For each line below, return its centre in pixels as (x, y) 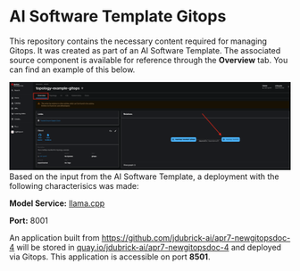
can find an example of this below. (72, 70)
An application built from (54, 237)
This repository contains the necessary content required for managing (138, 41)
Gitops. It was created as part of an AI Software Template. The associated (145, 50)
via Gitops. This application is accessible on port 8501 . (110, 257)
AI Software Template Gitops (118, 16)
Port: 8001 (29, 220)
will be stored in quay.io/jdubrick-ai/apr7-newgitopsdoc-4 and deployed (149, 247)
